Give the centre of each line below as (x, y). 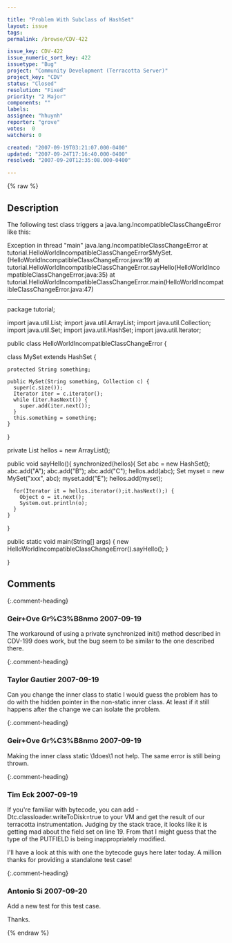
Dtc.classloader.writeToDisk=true (54, 816)
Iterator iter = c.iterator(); (58, 394)
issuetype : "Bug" (32, 64)
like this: (19, 232)
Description (33, 208)
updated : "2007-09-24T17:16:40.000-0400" (68, 154)
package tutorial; (31, 309)
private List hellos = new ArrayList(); (59, 450)
